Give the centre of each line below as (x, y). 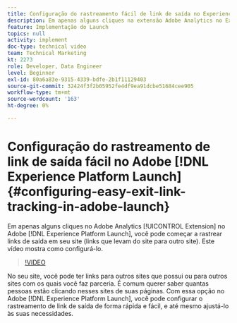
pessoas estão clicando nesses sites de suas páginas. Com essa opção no (116, 291)
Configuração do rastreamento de (109, 147)
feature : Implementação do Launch (58, 27)
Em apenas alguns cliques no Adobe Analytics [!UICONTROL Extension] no (116, 226)
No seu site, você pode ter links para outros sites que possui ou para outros (117, 276)
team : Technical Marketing (47, 54)
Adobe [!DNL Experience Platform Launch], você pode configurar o (105, 298)
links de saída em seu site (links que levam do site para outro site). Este (111, 241)
